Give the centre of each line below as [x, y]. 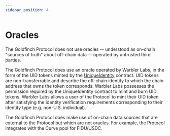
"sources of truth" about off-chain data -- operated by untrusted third [78, 54]
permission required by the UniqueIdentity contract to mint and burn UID [81, 91]
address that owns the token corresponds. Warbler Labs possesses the [80, 86]
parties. [13, 60]
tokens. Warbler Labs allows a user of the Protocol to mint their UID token [82, 96]
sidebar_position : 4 [27, 10]
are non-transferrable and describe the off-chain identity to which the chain [84, 80]
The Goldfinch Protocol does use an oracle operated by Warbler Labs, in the [85, 70]
